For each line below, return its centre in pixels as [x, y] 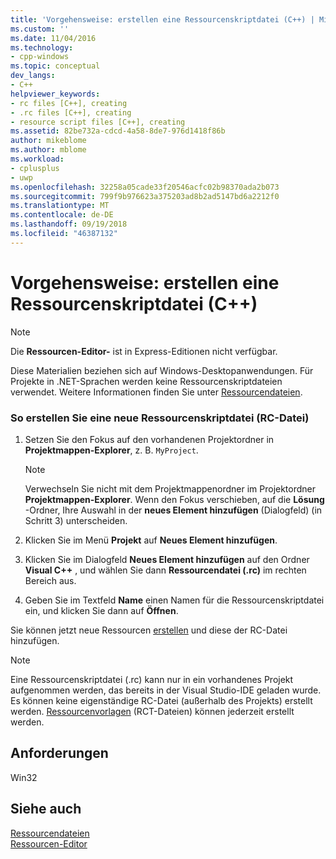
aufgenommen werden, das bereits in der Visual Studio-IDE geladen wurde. [166, 690]
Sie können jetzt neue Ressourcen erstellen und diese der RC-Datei [149, 630]
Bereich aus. [50, 580]
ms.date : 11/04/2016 [53, 38]
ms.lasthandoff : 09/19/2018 [69, 224]
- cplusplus [35, 168]
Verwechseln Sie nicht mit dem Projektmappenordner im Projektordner [170, 488]
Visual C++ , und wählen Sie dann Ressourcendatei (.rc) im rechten [165, 570]
